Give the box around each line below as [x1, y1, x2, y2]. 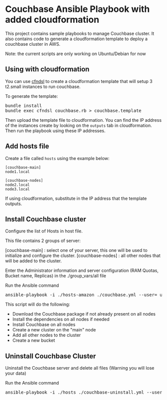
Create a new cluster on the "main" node [12, 327, 96, 333]
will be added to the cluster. [5, 258, 62, 264]
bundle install [5, 103, 42, 108]
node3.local [5, 186, 30, 192]
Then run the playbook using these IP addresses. [5, 128, 106, 134]
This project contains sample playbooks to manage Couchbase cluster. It [5, 30, 155, 36]
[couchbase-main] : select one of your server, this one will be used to [5, 247, 148, 253]
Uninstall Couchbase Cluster [5, 352, 96, 360]
